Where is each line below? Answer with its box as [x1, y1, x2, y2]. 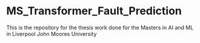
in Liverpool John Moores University [6, 30, 97, 37]
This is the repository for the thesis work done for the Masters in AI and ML [6, 24, 194, 31]
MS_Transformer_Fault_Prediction [6, 4, 182, 18]
